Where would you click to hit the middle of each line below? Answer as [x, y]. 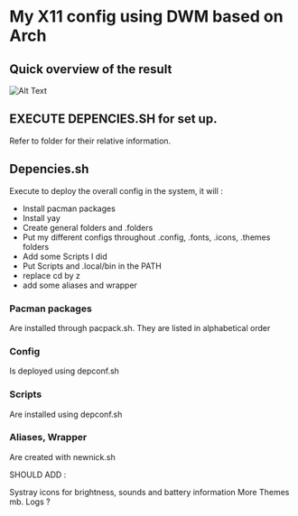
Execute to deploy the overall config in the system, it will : [116, 190]
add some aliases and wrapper [80, 285]
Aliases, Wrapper [48, 438]
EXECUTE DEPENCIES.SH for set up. [113, 119]
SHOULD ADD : [38, 475]
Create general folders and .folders [88, 227]
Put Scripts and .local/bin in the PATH [92, 266]
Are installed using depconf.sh [66, 414]
